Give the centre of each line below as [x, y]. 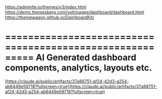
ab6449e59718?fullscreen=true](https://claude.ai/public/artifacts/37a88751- [81, 86]
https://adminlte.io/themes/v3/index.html [46, 7]
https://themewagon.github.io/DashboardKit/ [50, 17]
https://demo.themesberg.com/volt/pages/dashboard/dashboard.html [74, 12]
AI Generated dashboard [86, 58]
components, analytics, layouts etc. [79, 68]
